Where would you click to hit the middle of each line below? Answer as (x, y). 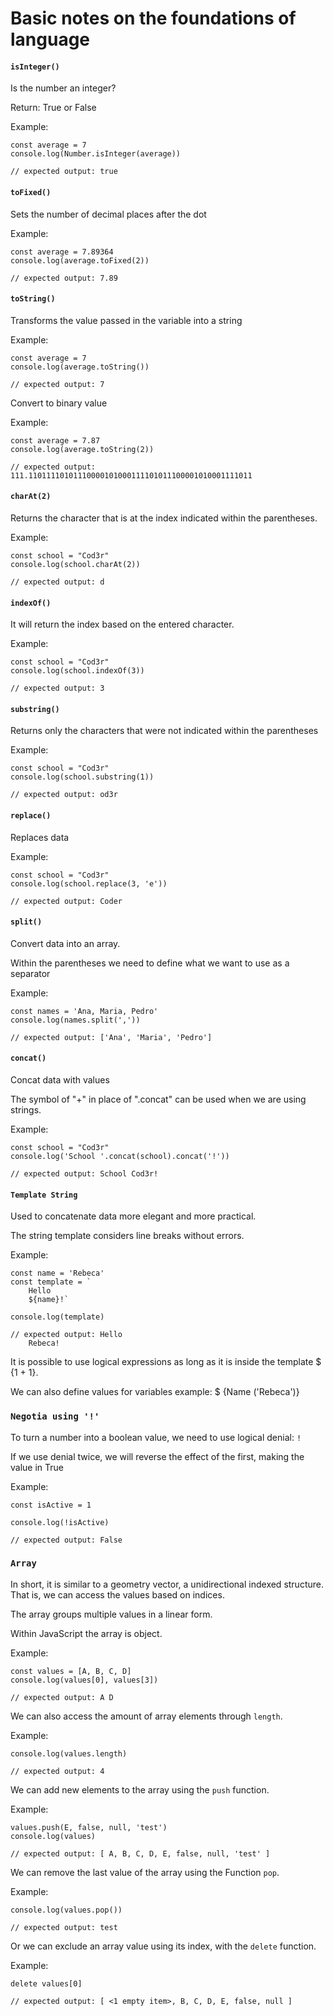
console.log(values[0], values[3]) (84, 1680)
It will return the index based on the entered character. (122, 624)
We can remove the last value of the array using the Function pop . (145, 1872)
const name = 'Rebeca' (57, 1273)
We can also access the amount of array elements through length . (146, 1716)
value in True (37, 1467)
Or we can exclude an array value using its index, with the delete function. (163, 1946)
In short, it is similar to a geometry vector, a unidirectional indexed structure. (167, 1584)
